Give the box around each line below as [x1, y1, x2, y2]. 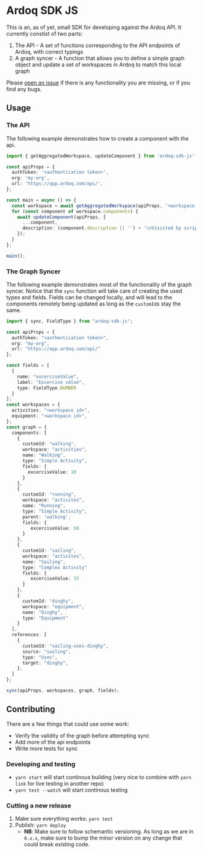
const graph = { [6, 424, 47, 430]
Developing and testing [6, 760, 76, 768]
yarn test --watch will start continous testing [14, 786, 128, 794]
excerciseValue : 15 [30, 576, 79, 582]
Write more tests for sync [14, 745, 78, 752]
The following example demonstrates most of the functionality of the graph [6, 281, 192, 288]
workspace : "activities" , [22, 447, 87, 453]
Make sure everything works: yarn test [14, 815, 113, 823]
